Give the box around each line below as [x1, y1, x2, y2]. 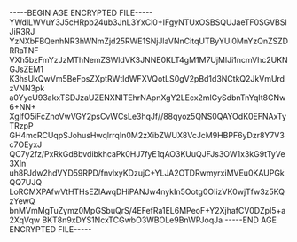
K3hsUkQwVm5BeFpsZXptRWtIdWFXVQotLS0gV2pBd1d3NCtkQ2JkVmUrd [9, 74, 285, 83]
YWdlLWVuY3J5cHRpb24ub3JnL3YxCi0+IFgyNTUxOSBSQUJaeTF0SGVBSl [9, 17, 287, 27]
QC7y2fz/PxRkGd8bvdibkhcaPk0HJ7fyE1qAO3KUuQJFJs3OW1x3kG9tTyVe [9, 149, 285, 159]
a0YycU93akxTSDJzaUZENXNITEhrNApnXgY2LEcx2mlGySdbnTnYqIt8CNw [9, 92, 286, 103]
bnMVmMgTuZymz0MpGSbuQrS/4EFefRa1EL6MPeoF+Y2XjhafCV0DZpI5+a [9, 206, 286, 215]
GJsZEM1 [9, 64, 44, 74]
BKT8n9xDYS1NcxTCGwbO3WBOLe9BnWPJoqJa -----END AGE [42, 215, 277, 225]
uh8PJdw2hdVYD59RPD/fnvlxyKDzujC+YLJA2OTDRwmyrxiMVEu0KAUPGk [9, 168, 285, 178]
